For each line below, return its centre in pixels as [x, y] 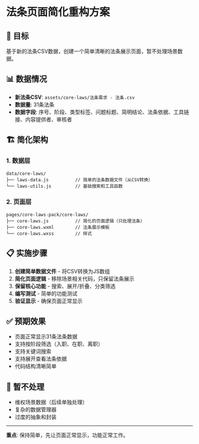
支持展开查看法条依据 [41, 359]
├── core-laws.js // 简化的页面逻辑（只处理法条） [76, 221]
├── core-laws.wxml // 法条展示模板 [58, 227]
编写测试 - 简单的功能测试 [46, 293]
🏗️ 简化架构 [27, 140]
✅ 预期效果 [26, 321]
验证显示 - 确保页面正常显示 [49, 301]
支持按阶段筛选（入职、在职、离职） [59, 344]
